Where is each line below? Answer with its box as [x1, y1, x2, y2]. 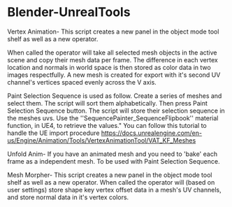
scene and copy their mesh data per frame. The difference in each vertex [7, 55, 218, 64]
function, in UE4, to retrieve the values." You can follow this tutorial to [7, 121, 208, 129]
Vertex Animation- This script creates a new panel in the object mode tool [7, 27, 219, 36]
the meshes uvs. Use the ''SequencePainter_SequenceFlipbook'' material [7, 113, 219, 122]
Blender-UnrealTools [7, 4, 131, 20]
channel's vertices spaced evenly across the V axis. [7, 78, 157, 86]
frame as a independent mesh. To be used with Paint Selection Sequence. [7, 157, 220, 165]
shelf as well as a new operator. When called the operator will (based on [7, 178, 215, 186]
